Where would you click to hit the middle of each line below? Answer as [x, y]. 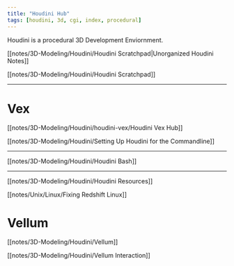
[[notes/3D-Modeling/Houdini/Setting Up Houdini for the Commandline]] [111, 141]
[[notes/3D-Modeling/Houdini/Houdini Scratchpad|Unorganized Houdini [110, 53]
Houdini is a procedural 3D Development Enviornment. [85, 40]
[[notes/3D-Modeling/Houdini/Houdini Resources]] [80, 181]
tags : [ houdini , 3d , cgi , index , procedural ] [74, 20]
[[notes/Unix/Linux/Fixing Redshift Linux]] [67, 194]
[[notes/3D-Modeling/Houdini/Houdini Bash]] [72, 161]
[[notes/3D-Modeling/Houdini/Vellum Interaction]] [79, 256]
